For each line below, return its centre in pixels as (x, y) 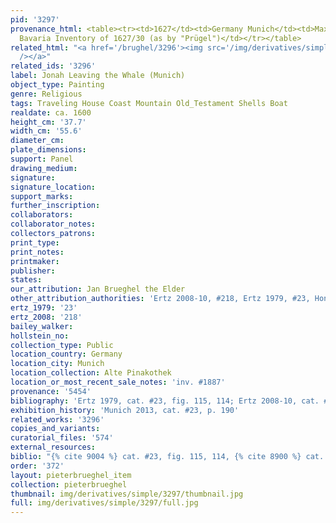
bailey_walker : (42, 326)
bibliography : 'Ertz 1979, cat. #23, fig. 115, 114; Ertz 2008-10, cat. (165, 401)
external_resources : (53, 447)
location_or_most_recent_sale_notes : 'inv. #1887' (118, 382)
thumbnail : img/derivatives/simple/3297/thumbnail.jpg (127, 494)
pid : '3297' (35, 19)
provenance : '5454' (51, 391)
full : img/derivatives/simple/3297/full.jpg (104, 503)
